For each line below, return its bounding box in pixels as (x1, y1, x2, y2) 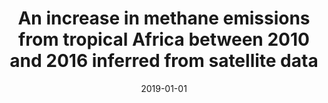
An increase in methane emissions (17, 7, 311, 30)
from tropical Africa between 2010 (18, 28, 310, 51)
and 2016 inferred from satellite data (9, 50, 319, 72)
